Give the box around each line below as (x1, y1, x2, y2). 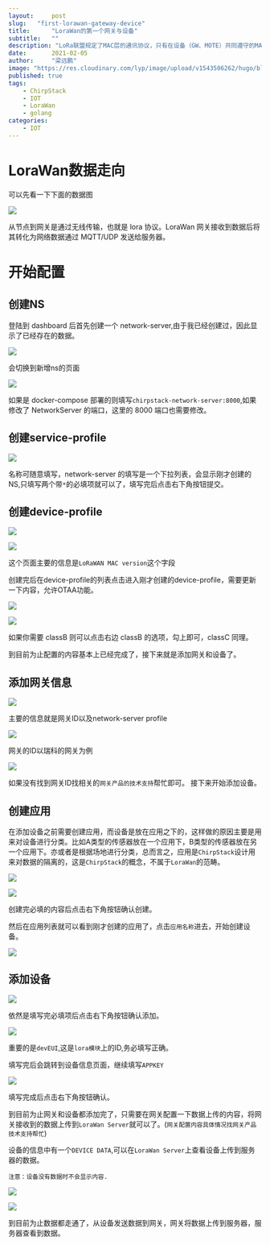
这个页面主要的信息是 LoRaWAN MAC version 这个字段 (8, 558, 176, 568)
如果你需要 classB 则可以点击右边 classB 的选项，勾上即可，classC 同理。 (8, 633, 253, 642)
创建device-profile (8, 504, 103, 518)
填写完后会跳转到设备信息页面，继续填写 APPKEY (8, 1060, 164, 1069)
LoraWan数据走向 (8, 161, 125, 180)
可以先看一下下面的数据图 (8, 189, 93, 199)
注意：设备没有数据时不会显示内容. (8, 1172, 108, 1181)
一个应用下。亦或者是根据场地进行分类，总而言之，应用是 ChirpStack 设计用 (8, 847, 256, 857)
